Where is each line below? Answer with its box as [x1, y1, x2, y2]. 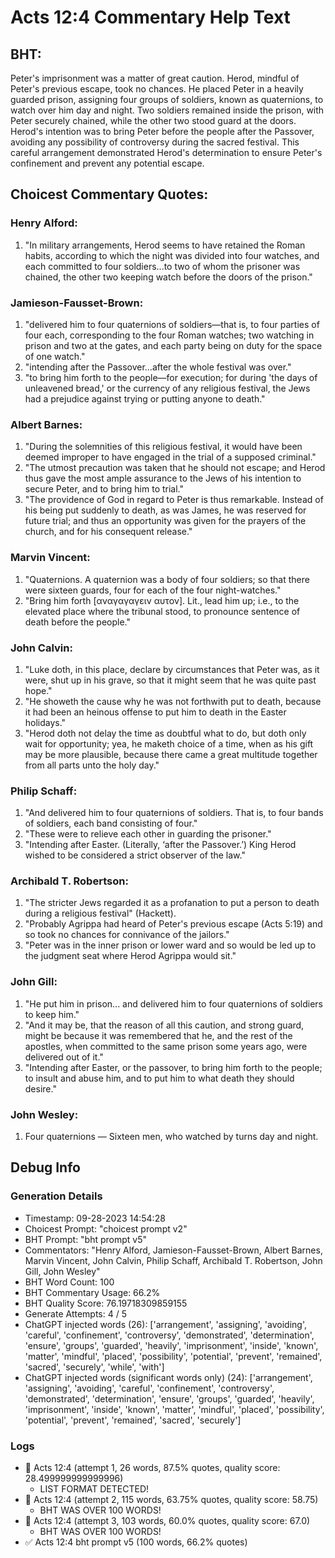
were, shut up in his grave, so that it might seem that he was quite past [24, 674, 317, 686]
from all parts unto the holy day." [24, 759, 160, 771]
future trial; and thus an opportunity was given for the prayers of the [24, 515, 307, 527]
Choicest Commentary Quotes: [10, 186, 209, 203]
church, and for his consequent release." [24, 526, 193, 538]
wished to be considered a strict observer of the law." [24, 849, 246, 861]
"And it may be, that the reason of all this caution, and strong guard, [24, 1019, 305, 1031]
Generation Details [10, 1189, 103, 1203]
